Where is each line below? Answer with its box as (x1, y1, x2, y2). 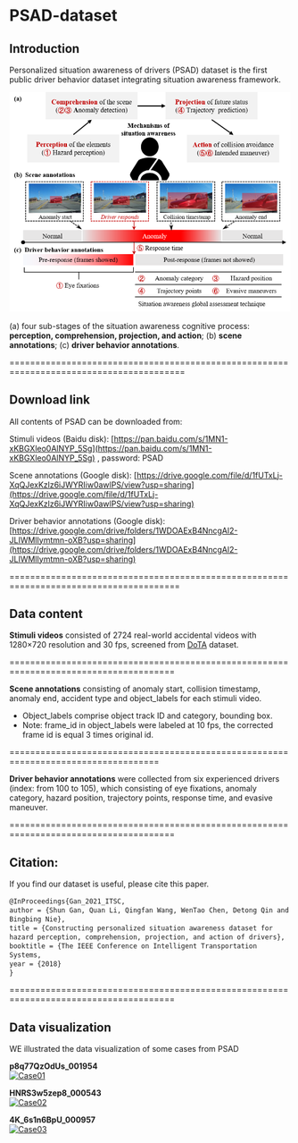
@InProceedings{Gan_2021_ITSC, (9, 897, 126, 906)
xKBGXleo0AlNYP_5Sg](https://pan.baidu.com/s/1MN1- (9, 443, 212, 453)
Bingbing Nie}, (9, 915, 66, 924)
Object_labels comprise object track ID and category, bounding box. (21, 710, 273, 721)
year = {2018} (9, 960, 62, 969)
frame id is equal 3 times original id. (21, 730, 154, 741)
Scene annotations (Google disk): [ (9, 470, 137, 480)
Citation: (9, 855, 59, 870)
